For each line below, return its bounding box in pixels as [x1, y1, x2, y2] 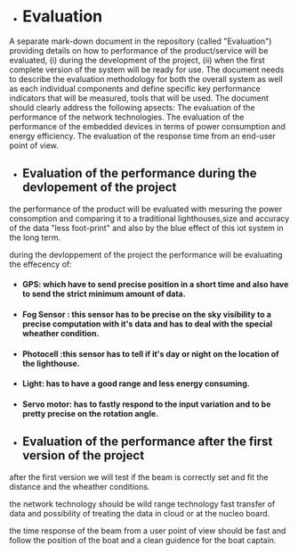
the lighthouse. [21, 358, 80, 368]
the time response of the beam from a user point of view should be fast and [9, 525, 286, 536]
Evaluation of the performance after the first [21, 434, 273, 450]
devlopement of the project [21, 180, 177, 195]
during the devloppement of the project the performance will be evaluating [9, 249, 283, 260]
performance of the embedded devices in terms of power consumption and [9, 120, 286, 131]
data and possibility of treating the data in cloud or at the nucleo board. [9, 508, 270, 518]
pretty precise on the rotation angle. [21, 408, 158, 418]
